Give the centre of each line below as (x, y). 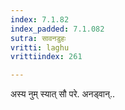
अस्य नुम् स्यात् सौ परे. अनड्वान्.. (63, 94)
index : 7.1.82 (40, 19)
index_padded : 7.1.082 (57, 29)
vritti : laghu (40, 47)
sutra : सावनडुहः (38, 38)
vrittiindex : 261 (46, 57)
